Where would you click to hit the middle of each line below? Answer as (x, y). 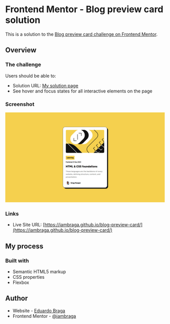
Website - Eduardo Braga (39, 310)
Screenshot (20, 104)
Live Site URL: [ (29, 225)
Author (16, 298)
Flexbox (21, 282)
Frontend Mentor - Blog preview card (84, 9)
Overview (21, 50)
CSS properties (28, 277)
